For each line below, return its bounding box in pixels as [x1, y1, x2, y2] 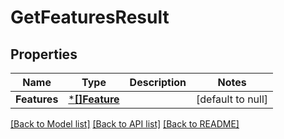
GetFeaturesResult [10, 6, 170, 29]
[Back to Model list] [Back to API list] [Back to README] [10, 118, 240, 130]
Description [129, 76, 187, 89]
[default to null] [196, 92, 269, 106]
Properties [10, 46, 78, 63]
